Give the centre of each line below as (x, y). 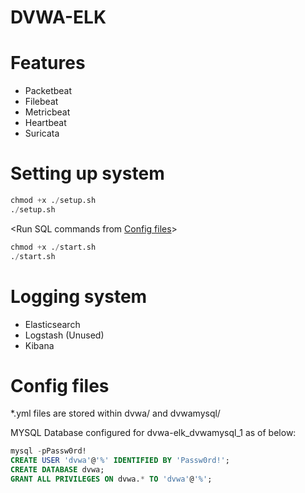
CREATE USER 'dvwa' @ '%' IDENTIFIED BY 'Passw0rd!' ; (120, 461)
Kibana (39, 345)
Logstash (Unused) (64, 335)
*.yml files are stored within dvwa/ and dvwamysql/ (115, 413)
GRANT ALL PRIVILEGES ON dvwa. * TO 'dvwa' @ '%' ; (111, 479)
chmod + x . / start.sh (53, 247)
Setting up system (87, 173)
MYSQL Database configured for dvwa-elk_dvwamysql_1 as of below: (153, 433)
